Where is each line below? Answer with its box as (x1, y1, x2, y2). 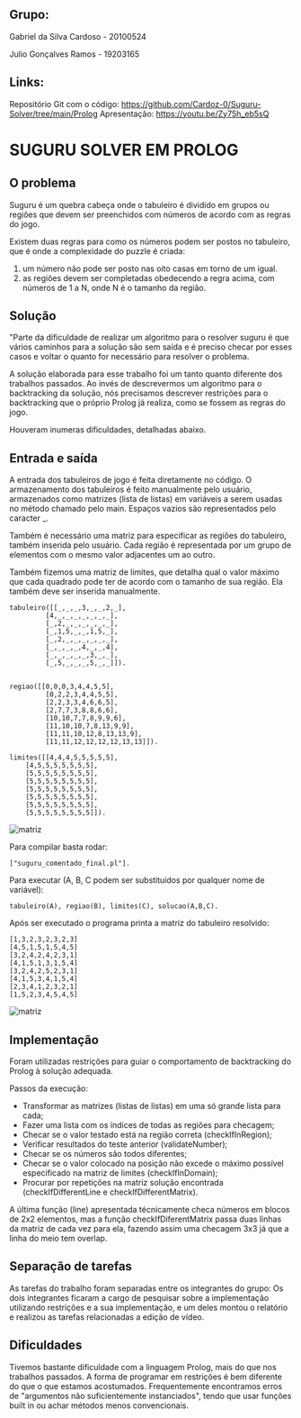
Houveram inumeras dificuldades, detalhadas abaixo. (9, 424, 207, 435)
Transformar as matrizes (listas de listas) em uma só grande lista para (22, 1101, 281, 1112)
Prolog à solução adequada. (9, 1066, 114, 1077)
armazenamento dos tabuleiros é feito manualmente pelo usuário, (9, 484, 252, 495)
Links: (9, 75, 45, 90)
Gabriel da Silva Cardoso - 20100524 (9, 31, 146, 41)
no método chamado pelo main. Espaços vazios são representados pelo (9, 504, 277, 514)
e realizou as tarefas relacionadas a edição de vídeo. (9, 1311, 205, 1323)
